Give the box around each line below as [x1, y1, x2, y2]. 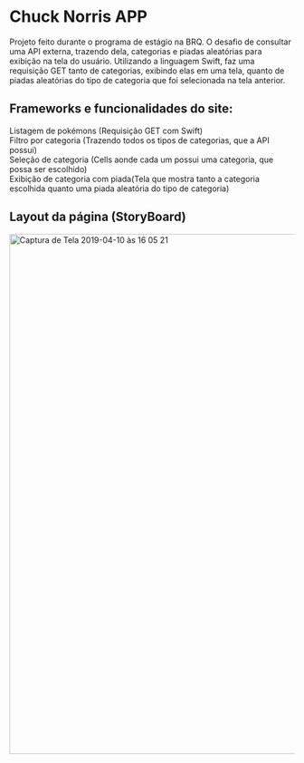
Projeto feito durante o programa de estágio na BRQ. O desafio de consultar [9, 36, 291, 47]
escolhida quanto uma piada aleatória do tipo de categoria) [9, 183, 230, 194]
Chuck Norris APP [9, 6, 147, 27]
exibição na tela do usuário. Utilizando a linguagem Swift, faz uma [9, 55, 255, 66]
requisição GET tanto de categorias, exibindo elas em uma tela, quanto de [9, 65, 285, 76]
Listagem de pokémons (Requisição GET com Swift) [9, 125, 204, 136]
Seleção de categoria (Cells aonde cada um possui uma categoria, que [9, 154, 274, 165]
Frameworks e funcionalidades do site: [9, 101, 233, 117]
